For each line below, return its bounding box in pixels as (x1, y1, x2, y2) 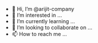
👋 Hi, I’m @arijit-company (11, 6, 74, 12)
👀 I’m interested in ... (11, 12, 62, 19)
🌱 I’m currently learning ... (11, 18, 75, 24)
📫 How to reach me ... (11, 31, 67, 37)
